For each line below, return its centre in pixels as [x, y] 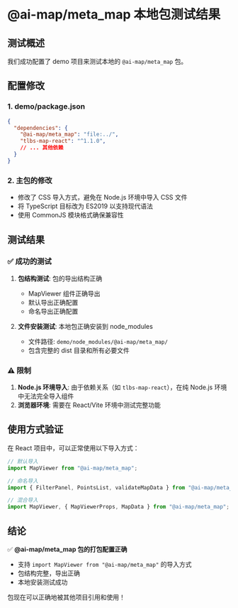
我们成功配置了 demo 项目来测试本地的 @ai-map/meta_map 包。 [97, 61]
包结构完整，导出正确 [49, 573]
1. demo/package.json [46, 107]
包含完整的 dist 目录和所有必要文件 [79, 350]
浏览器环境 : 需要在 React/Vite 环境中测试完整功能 [89, 405]
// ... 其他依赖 [42, 148]
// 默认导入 [23, 461]
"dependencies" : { [41, 128]
